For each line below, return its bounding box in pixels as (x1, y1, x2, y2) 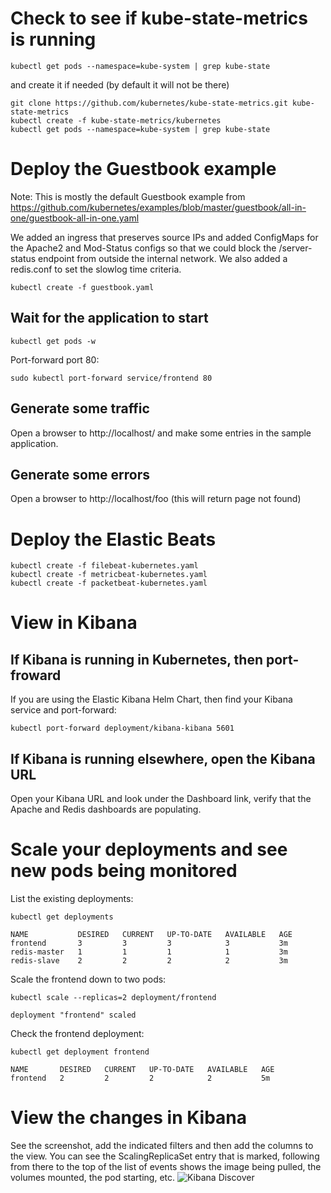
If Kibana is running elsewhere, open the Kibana (10, 750, 316, 767)
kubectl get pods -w (10, 336, 97, 346)
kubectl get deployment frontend (10, 1047, 150, 1057)
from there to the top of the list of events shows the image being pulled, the (10, 1160, 322, 1172)
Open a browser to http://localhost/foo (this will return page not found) (10, 493, 302, 505)
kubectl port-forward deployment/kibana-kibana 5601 (10, 723, 235, 734)
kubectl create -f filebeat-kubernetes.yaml (10, 561, 199, 571)
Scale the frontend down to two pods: (10, 973, 167, 985)
